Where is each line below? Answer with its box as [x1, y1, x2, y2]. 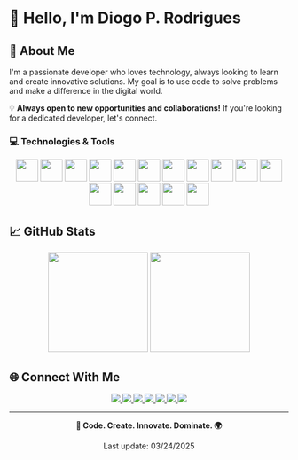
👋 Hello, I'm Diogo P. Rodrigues [9, 8, 241, 28]
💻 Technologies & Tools [9, 135, 115, 147]
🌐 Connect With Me [9, 370, 121, 385]
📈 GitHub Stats [9, 223, 96, 238]
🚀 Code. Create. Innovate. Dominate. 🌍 [75, 420, 223, 431]
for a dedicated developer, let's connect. [9, 113, 158, 123]
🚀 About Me [9, 43, 75, 58]
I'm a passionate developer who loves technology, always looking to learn [9, 66, 279, 77]
